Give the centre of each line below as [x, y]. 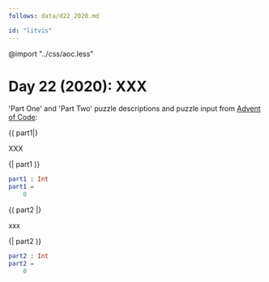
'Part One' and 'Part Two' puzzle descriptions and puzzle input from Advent [134, 109]
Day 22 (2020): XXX [78, 86]
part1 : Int [28, 179]
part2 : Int [28, 256]
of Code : [23, 117]
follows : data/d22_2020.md [54, 16]
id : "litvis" [30, 30]
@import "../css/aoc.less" [51, 53]
